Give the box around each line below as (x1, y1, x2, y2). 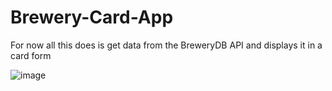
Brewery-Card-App (10, 6, 174, 29)
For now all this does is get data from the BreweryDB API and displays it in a (10, 39, 323, 51)
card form (10, 49, 52, 61)
